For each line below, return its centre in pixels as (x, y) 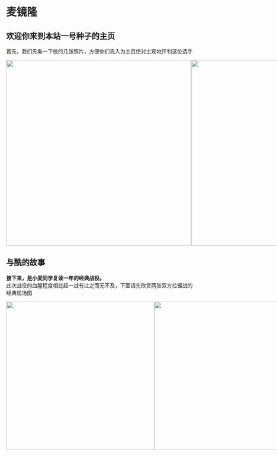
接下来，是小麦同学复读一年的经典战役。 (55, 278)
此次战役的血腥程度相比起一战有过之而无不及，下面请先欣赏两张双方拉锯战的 (99, 285)
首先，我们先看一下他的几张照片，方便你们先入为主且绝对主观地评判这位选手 (99, 51)
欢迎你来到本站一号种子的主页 (61, 36)
